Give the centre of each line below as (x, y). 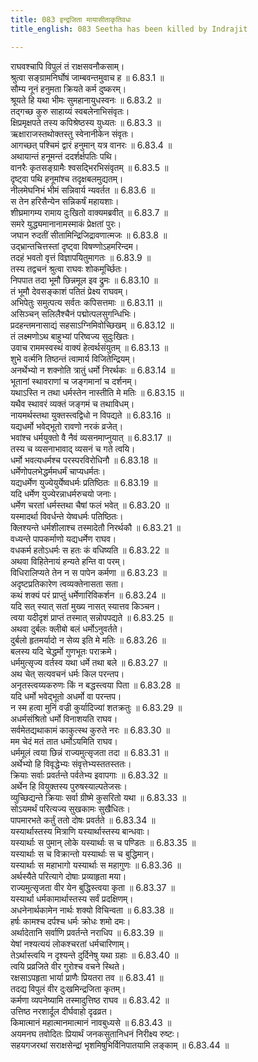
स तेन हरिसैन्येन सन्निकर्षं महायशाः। (65, 201)
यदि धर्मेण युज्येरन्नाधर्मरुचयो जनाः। (64, 493)
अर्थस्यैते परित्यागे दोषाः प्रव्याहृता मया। (68, 876)
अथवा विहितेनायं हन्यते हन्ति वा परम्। (68, 561)
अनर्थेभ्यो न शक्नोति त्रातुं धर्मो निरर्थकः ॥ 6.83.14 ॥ (92, 370)
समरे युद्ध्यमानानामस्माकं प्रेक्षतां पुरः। (66, 223)
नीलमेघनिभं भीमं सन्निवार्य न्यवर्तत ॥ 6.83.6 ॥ (82, 190)
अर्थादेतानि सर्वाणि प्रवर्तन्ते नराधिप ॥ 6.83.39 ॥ (86, 932)
